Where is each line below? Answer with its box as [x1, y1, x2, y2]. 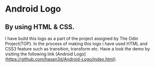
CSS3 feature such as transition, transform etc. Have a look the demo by [5, 46, 150, 51]
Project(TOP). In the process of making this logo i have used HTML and [5, 41, 148, 47]
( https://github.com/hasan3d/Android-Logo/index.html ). [5, 56, 117, 62]
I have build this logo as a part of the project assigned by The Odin [5, 35, 138, 41]
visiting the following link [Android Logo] [5, 51, 86, 57]
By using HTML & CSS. [5, 23, 75, 31]
